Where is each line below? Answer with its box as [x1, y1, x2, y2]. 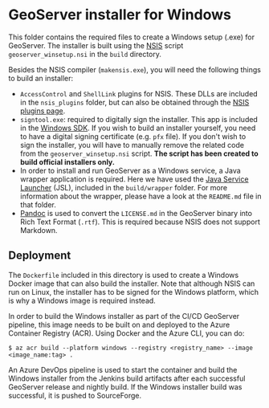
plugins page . [19, 106, 66, 116]
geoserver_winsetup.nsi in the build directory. [8, 49, 162, 59]
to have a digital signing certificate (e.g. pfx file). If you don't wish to [19, 131, 247, 141]
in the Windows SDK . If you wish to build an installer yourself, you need [19, 123, 256, 133]
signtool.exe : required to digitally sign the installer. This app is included [19, 114, 259, 124]
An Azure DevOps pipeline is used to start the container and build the [8, 365, 238, 374]
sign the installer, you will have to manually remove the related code [19, 140, 245, 149]
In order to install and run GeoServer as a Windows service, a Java [19, 165, 241, 175]
